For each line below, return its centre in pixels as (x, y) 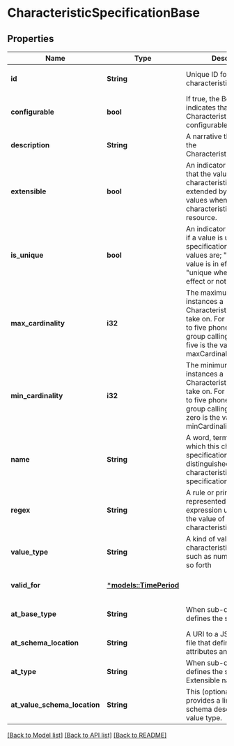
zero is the (203, 417)
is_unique (27, 255)
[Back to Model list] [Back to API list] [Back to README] (87, 735)
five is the (202, 345)
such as (198, 556)
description (30, 145)
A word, (198, 438)
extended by (206, 191)
